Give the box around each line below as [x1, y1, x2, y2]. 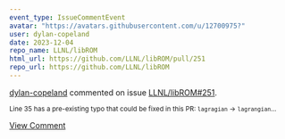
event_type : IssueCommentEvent [9, 12, 126, 22]
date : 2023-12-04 [9, 37, 74, 47]
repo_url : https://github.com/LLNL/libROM [9, 63, 170, 72]
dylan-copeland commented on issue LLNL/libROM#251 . [9, 86, 217, 98]
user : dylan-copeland [9, 29, 90, 38]
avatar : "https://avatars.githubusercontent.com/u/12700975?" [9, 21, 246, 30]
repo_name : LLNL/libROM [9, 46, 98, 55]
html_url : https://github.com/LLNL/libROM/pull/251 [9, 54, 205, 63]
